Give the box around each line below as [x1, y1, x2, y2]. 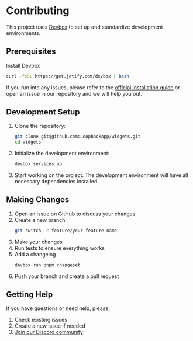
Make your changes [14, 238, 63, 245]
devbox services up [14, 161, 63, 167]
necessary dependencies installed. [14, 178, 99, 185]
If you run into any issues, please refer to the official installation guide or [6, 83, 180, 91]
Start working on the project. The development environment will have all [14, 172, 188, 179]
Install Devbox [6, 62, 40, 69]
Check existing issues [14, 316, 68, 323]
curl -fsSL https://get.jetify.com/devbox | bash [6, 73, 130, 79]
